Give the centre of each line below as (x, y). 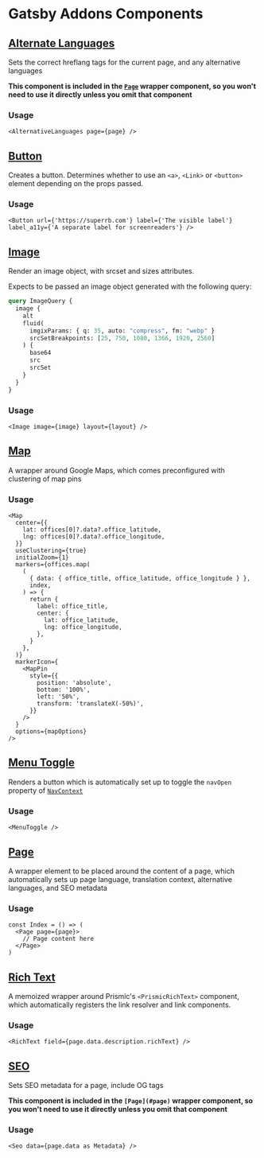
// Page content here (58, 939)
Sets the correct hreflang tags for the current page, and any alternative (124, 62)
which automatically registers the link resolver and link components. (120, 1005)
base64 (40, 353)
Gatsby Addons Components (106, 14)
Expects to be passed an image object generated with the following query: (130, 286)
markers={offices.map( (53, 565)
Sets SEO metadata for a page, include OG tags (86, 1086)
